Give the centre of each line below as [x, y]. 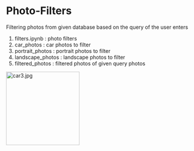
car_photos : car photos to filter [52, 45]
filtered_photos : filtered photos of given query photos [80, 63]
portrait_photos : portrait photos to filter [62, 51]
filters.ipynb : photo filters [46, 38]
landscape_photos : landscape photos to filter [70, 57]
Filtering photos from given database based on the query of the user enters [97, 27]
